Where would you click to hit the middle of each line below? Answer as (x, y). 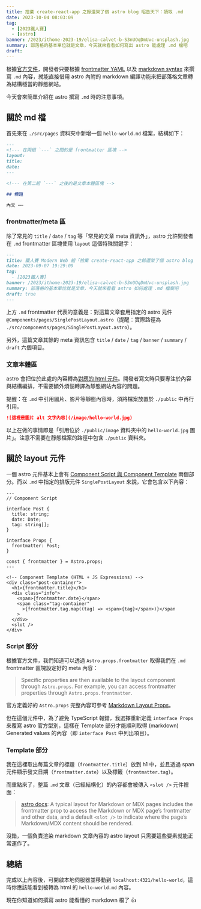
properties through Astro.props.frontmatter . (76, 692)
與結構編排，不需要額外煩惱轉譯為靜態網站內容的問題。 (74, 386)
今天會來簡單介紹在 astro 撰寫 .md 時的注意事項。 (67, 96)
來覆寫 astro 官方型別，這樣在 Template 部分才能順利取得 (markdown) (92, 725)
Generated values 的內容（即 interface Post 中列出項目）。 (79, 733)
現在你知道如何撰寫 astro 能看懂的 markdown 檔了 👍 (71, 900)
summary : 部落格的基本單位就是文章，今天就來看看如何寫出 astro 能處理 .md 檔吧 (97, 46)
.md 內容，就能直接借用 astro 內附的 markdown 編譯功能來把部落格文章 (100, 76)
